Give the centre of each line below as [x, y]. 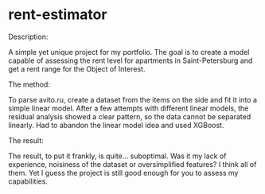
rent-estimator [58, 15]
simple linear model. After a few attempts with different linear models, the [129, 108]
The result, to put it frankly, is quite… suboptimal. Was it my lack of [117, 156]
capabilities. [28, 181]
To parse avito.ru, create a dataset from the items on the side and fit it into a [132, 99]
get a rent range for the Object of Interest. [77, 68]
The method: [29, 84]
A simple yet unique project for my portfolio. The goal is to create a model [129, 52]
